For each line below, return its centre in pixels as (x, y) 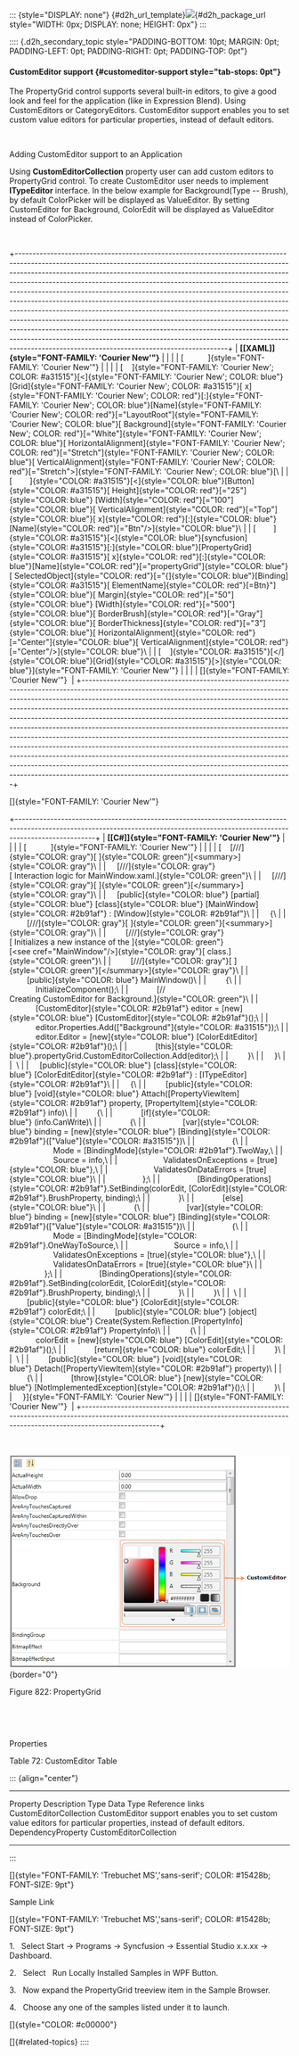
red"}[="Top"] (252, 509)
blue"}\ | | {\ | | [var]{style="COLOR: (166, 1208)
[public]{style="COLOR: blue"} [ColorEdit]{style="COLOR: (133, 1302)
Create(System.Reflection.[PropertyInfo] (169, 1321)
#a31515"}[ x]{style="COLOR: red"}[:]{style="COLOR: (168, 557)
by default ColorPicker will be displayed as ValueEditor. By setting (129, 200)
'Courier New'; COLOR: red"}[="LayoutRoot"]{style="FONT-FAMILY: (134, 415)
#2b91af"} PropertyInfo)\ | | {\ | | (138, 1331)
